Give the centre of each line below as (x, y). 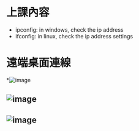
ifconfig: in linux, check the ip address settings (74, 36)
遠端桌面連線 (39, 63)
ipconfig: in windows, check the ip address (69, 30)
